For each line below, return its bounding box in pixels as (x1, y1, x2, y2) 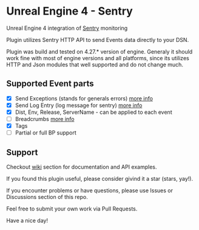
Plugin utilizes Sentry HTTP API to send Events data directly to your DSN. (6, 36, 189, 43)
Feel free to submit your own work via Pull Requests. (6, 205, 138, 212)
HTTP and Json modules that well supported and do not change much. (6, 61, 184, 68)
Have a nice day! (6, 217, 49, 224)
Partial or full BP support (15, 129, 77, 136)
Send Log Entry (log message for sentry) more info (15, 102, 143, 109)
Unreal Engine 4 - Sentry (6, 4, 133, 18)
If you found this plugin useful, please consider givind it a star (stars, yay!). (6, 175, 193, 182)
